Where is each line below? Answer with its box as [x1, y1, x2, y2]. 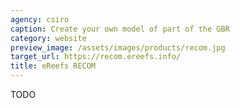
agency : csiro [10, 14, 70, 25]
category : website [10, 33, 87, 43]
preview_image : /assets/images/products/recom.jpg [10, 42, 226, 53]
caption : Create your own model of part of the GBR [10, 24, 230, 34]
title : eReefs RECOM [10, 61, 97, 71]
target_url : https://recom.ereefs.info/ [10, 52, 182, 62]
